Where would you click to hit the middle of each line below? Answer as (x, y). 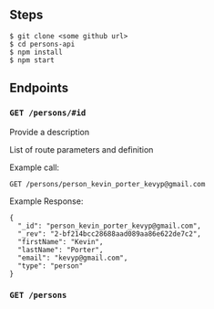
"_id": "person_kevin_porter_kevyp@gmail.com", (110, 226)
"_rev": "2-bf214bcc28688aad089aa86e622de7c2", (110, 234)
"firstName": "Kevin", (61, 241)
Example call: (35, 167)
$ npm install (36, 52)
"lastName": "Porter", (61, 250)
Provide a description (49, 132)
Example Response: (46, 201)
